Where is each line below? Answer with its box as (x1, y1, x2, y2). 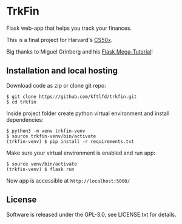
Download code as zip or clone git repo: (6, 82, 106, 89)
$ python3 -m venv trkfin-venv (6, 128, 86, 134)
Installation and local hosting (6, 66, 118, 76)
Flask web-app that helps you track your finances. (6, 24, 132, 32)
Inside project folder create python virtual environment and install (6, 110, 170, 117)
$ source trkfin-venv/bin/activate (6, 133, 96, 139)
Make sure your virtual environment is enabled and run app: (6, 149, 156, 156)
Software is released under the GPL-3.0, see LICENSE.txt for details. (6, 211, 177, 218)
